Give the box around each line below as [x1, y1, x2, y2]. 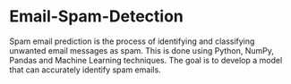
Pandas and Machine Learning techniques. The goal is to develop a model [9, 55, 283, 65]
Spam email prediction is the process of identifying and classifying [9, 36, 255, 46]
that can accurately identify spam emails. [9, 64, 161, 75]
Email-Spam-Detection [9, 6, 184, 27]
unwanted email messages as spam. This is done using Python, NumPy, [9, 45, 275, 55]
